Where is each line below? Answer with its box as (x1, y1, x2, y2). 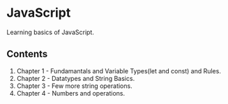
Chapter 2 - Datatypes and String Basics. (16, 74, 135, 82)
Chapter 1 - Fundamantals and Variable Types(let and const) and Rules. (16, 66, 221, 75)
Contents (6, 48, 48, 60)
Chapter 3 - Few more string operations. (16, 82, 133, 90)
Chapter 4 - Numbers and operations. (16, 89, 126, 97)
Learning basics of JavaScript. (6, 28, 95, 36)
